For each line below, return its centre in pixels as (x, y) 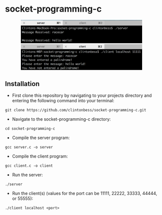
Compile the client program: (40, 156)
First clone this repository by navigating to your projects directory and (82, 95)
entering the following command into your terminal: (63, 101)
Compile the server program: (41, 138)
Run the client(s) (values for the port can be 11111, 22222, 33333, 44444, (85, 194)
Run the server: (27, 175)
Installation (22, 84)
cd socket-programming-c (30, 129)
